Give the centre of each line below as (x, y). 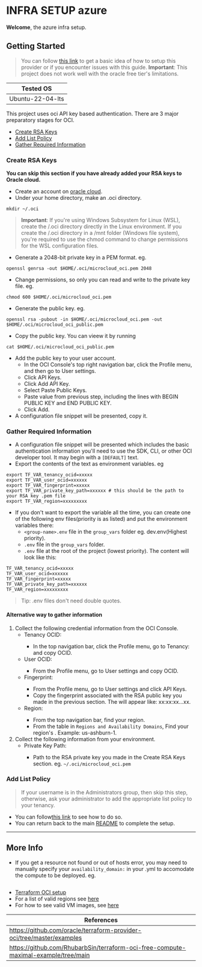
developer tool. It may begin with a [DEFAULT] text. (77, 458)
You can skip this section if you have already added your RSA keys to (94, 173)
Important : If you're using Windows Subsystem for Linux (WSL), (100, 220)
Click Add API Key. (47, 384)
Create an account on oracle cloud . (59, 191)
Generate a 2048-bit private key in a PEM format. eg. (81, 258)
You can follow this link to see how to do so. (69, 817)
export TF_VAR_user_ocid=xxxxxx (47, 480)
